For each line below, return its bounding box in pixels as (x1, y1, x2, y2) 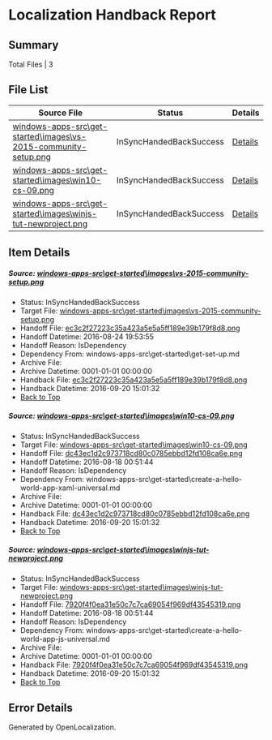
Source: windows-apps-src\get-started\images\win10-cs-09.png (8, 411, 235, 420)
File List (8, 83, 49, 97)
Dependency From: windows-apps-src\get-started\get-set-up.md (19, 349, 240, 359)
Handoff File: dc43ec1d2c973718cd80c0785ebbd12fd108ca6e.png (19, 449, 243, 458)
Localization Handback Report (8, 6, 217, 24)
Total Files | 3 (8, 59, 53, 69)
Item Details (8, 246, 70, 260)
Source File (38, 107, 83, 118)
